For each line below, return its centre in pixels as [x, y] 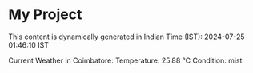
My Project [45, 15]
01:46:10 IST [29, 44]
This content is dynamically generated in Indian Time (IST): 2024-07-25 [127, 36]
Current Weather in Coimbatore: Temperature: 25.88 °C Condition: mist [125, 60]
